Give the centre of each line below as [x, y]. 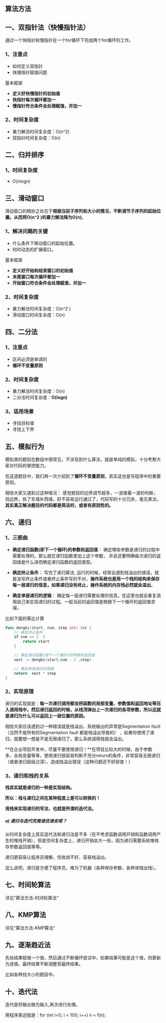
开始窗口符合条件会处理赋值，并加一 [49, 283]
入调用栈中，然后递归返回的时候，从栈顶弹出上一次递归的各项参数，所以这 [81, 709]
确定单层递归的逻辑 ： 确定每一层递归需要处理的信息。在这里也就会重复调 [86, 595]
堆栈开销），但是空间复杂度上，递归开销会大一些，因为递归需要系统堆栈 [86, 840]
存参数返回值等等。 [25, 846]
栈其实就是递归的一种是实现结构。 [40, 787]
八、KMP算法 [26, 915]
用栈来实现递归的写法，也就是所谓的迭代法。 [51, 809]
